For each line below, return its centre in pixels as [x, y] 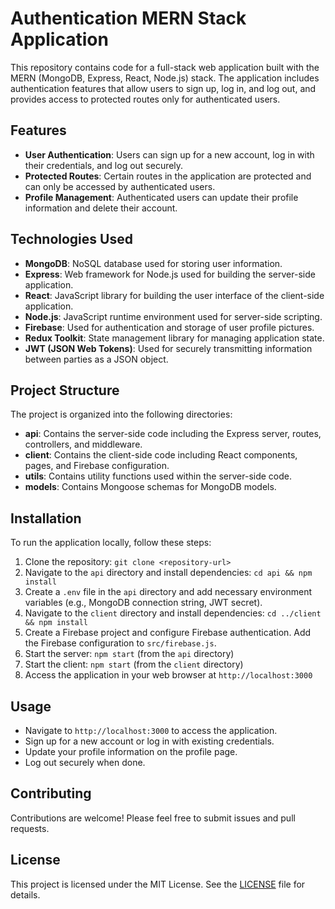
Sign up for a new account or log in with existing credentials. [149, 741]
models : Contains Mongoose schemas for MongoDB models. [150, 487]
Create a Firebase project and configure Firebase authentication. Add [168, 633]
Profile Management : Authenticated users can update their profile [161, 197]
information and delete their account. [101, 208]
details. [25, 894]
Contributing [51, 793]
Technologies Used [71, 239]
